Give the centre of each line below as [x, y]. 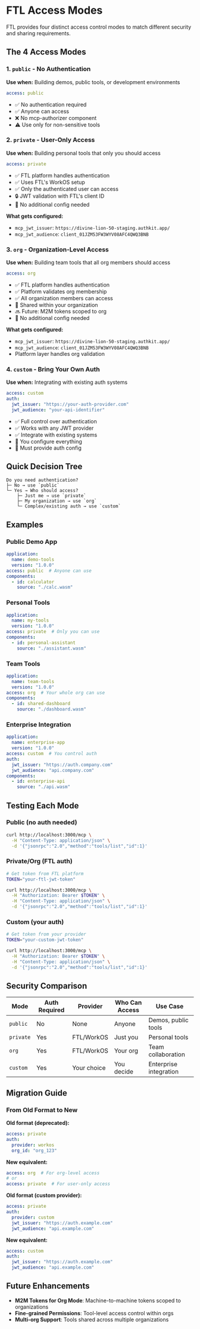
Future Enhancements [48, 1286]
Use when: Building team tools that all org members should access [88, 262]
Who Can [129, 1002]
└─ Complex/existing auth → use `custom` [69, 506]
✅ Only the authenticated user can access [67, 189]
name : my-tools [30, 621]
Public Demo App [32, 542]
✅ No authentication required [51, 104]
